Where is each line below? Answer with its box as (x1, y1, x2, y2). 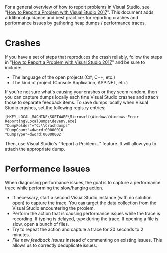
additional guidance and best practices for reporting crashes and (5, 15, 138, 20)
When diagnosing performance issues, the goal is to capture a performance (5, 179, 161, 185)
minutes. (12, 231, 31, 238)
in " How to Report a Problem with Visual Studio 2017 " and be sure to (5, 59, 145, 65)
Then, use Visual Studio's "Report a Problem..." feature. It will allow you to (5, 140, 157, 146)
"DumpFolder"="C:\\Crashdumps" (5, 123, 70, 128)
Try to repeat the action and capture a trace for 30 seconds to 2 (12, 226, 143, 232)
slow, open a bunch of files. (12, 221, 69, 227)
